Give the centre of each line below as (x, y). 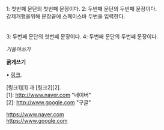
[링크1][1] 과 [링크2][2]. (34, 87)
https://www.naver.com (35, 114)
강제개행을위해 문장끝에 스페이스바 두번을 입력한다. (66, 16)
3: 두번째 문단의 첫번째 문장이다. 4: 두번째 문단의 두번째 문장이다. (82, 37)
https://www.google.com (37, 121)
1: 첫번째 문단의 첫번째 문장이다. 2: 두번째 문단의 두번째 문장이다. (82, 9)
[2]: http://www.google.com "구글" (49, 102)
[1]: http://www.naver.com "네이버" (49, 95)
